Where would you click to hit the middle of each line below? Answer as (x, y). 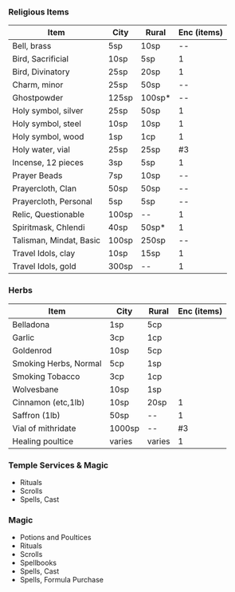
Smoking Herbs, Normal (57, 363)
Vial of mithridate (44, 428)
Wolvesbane (35, 389)
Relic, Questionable (49, 215)
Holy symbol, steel (47, 124)
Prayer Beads (37, 176)
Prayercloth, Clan (45, 188)
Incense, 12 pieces (48, 163)
